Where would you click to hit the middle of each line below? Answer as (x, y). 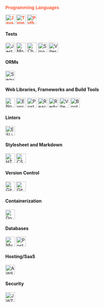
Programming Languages (32, 7)
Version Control (22, 173)
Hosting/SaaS (20, 256)
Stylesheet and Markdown (34, 145)
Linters (13, 117)
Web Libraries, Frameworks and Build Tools (52, 89)
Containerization (23, 201)
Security (15, 284)
